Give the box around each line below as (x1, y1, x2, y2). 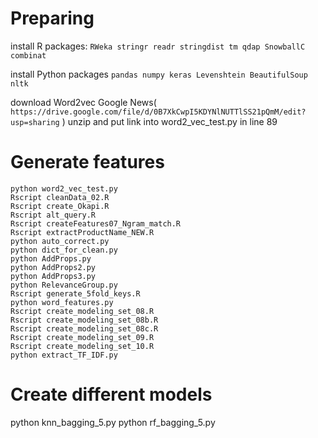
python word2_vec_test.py (10, 183, 118, 194)
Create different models (10, 383, 213, 406)
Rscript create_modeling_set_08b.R (10, 315, 159, 325)
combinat (10, 50, 47, 61)
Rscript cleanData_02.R (10, 192, 110, 202)
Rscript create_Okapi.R (10, 201, 110, 211)
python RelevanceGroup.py (10, 280, 118, 290)
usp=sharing (10, 117, 60, 127)
